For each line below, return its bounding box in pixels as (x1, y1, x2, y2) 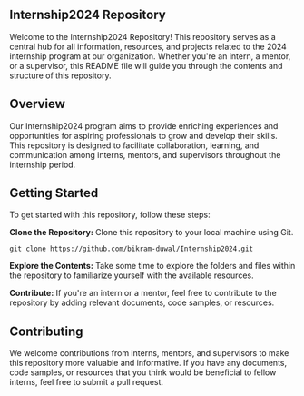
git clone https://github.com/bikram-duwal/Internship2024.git (9, 244, 254, 253)
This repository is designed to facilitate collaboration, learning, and (9, 140, 260, 151)
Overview (9, 96, 66, 112)
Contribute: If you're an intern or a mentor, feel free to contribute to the (9, 288, 277, 299)
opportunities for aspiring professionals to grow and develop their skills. (9, 130, 279, 141)
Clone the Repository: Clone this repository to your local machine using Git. (9, 227, 294, 238)
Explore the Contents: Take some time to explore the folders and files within (9, 261, 296, 272)
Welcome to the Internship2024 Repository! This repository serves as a (9, 31, 276, 42)
